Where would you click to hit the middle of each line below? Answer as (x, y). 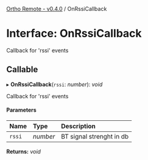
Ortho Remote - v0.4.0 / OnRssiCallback (57, 9)
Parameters (21, 110)
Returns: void (24, 151)
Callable (22, 70)
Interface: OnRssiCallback (74, 34)
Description (78, 126)
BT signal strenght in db (95, 136)
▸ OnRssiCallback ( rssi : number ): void (55, 84)
